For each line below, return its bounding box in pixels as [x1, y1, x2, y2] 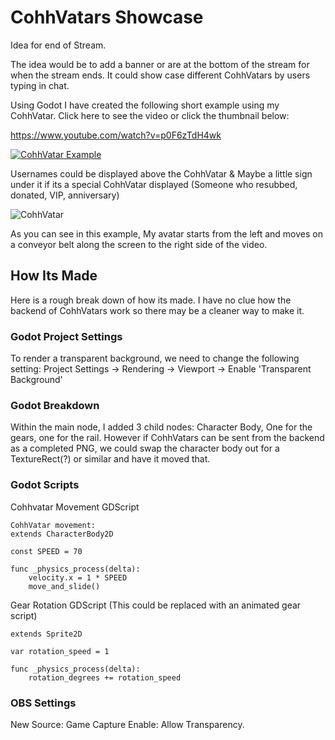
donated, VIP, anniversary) [10, 189, 120, 201]
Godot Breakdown [10, 398, 100, 412]
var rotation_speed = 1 [10, 646, 110, 656]
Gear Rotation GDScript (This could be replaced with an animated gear [10, 599, 302, 611]
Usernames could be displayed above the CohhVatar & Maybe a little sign [10, 167, 313, 180]
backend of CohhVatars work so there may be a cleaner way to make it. [10, 304, 305, 316]
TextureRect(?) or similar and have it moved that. [10, 453, 211, 465]
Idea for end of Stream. [10, 39, 107, 51]
